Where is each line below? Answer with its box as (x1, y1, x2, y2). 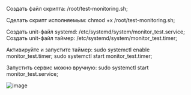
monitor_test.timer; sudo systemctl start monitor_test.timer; (6, 53, 153, 59)
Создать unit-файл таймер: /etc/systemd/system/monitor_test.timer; (6, 35, 177, 41)
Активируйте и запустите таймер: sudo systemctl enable (6, 46, 150, 53)
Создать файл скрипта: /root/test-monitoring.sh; (6, 5, 128, 12)
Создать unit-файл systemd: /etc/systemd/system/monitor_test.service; (6, 28, 185, 35)
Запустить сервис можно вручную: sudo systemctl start (6, 64, 149, 71)
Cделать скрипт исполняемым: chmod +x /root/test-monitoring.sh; (6, 17, 175, 23)
